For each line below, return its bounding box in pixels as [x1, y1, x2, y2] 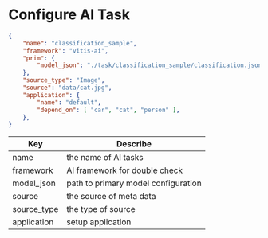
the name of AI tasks [66, 152, 144, 163]
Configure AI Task [8, 6, 130, 24]
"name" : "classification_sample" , [22, 39, 137, 47]
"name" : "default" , [37, 98, 102, 107]
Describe [116, 139, 152, 150]
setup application [66, 217, 132, 228]
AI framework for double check [66, 165, 183, 176]
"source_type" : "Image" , [22, 76, 105, 84]
